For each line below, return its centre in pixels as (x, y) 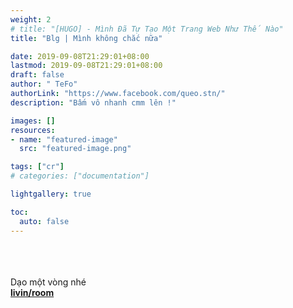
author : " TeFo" (44, 84)
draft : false (37, 75)
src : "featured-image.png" (75, 149)
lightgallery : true (51, 194)
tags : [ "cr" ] (37, 167)
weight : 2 (31, 19)
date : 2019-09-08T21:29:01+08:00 (80, 56)
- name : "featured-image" (64, 139)
